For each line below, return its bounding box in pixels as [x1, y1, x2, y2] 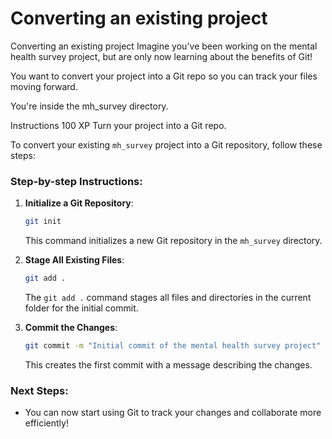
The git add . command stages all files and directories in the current [24, 291, 312, 303]
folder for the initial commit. [24, 302, 139, 314]
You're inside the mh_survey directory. [10, 100, 169, 112]
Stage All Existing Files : [24, 254, 125, 266]
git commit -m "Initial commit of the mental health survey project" [24, 340, 322, 351]
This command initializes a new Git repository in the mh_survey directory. [24, 235, 323, 247]
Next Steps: [10, 383, 69, 397]
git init [24, 217, 62, 227]
